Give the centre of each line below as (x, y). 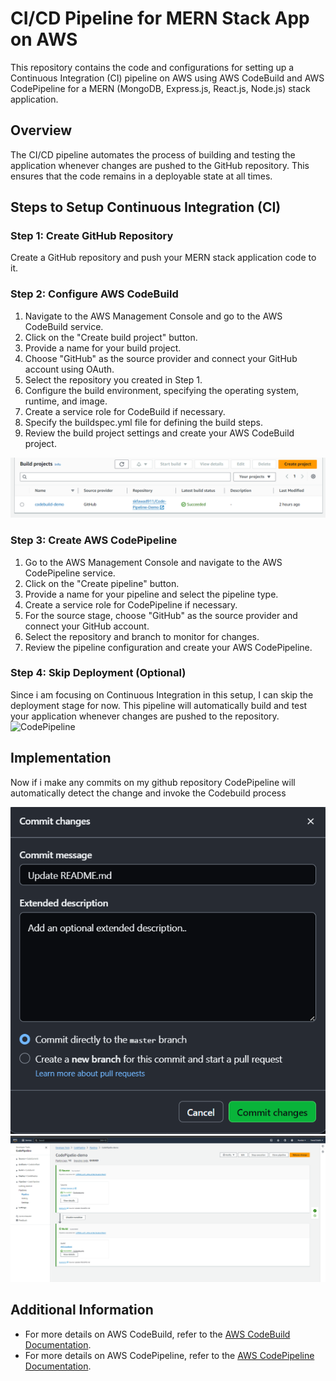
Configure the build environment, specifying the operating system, (162, 390)
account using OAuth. (69, 369)
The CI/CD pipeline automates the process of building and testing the (153, 154)
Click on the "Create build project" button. (111, 337)
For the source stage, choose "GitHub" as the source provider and (161, 615)
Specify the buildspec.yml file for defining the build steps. (143, 422)
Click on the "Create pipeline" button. (102, 583)
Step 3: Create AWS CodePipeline (94, 540)
